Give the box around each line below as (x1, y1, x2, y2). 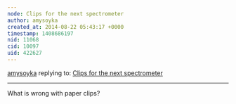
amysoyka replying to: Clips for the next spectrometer (7, 68, 164, 77)
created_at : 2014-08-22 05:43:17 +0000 (7, 23, 124, 30)
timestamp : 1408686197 (7, 30, 74, 37)
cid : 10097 (7, 43, 39, 50)
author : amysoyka (7, 17, 58, 24)
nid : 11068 (7, 37, 39, 44)
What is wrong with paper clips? (7, 89, 100, 97)
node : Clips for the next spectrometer (7, 10, 124, 18)
